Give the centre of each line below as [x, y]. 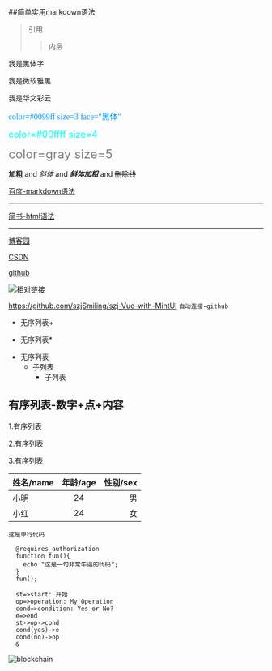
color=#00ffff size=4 [53, 135]
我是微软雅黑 [30, 81]
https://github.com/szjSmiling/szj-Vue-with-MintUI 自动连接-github [119, 306]
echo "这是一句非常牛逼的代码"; [71, 564]
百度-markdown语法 [42, 191]
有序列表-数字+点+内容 [66, 405]
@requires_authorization [57, 549]
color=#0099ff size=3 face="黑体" [65, 117]
